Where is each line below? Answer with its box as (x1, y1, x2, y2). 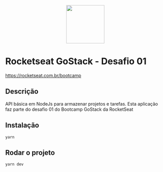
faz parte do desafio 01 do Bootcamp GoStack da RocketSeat (5, 106, 134, 112)
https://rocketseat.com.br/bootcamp (5, 72, 81, 79)
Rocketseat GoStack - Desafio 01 (5, 56, 147, 67)
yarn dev (5, 162, 24, 167)
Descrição (5, 87, 39, 96)
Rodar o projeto (5, 148, 55, 157)
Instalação (5, 121, 40, 130)
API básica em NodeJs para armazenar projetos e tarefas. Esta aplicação (5, 101, 158, 107)
